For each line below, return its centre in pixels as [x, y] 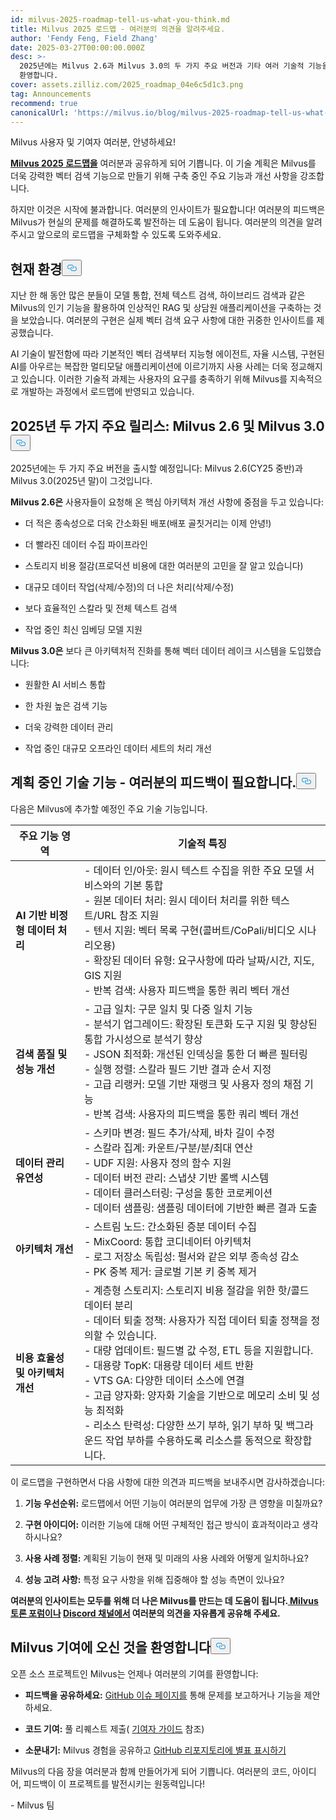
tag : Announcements [51, 94]
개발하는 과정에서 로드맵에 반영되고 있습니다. [107, 392]
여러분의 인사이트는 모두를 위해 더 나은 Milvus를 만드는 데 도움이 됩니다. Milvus [164, 1600]
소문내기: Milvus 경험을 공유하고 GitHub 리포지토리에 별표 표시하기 [155, 1750]
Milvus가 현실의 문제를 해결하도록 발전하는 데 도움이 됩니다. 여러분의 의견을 [157, 222]
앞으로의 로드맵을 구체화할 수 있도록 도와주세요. [129, 235]
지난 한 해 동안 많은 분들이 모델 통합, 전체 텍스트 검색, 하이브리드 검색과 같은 [158, 295]
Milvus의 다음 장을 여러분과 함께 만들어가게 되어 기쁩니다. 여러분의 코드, [150, 1771]
